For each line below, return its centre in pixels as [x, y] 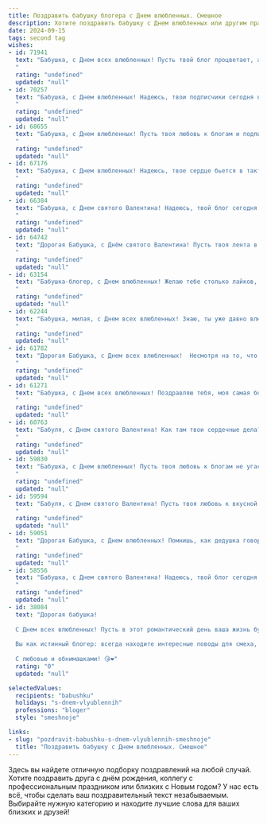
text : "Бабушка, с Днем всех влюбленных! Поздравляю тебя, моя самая [133, 393]
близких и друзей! [39, 811]
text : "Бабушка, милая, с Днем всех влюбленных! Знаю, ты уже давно [131, 319]
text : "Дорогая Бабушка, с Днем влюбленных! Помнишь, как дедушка [128, 541]
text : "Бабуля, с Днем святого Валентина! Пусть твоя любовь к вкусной [137, 503]
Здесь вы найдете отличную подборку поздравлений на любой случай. [130, 769]
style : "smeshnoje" [48, 718]
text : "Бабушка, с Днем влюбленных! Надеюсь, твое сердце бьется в [130, 171]
